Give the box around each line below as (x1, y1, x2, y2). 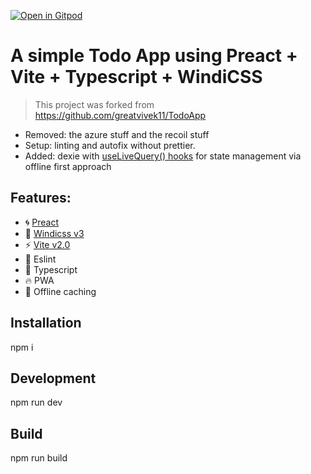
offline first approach (24, 160, 112, 172)
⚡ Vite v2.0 (24, 238, 71, 250)
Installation (10, 315, 82, 332)
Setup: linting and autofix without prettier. (24, 139, 196, 151)
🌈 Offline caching (24, 285, 97, 297)
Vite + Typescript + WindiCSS (10, 66, 263, 89)
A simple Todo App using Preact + (10, 45, 298, 67)
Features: (10, 190, 72, 207)
